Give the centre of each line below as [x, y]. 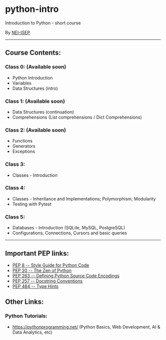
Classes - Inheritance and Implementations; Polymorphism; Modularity [84, 199]
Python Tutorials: [26, 316]
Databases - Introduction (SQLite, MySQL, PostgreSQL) [68, 228]
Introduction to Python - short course [43, 23]
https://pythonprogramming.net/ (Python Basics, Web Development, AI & [86, 327]
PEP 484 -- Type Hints [35, 286]
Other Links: [24, 302]
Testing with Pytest [32, 204]
